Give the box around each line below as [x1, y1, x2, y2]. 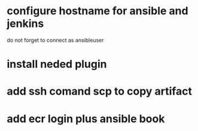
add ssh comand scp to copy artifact [7, 85, 192, 98]
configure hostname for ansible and [7, 4, 188, 18]
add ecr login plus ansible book [7, 112, 165, 126]
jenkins [7, 17, 44, 30]
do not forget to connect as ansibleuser [7, 36, 104, 43]
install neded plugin [7, 58, 107, 71]
